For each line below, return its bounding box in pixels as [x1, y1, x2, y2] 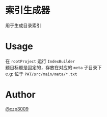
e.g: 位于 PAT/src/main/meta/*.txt [5, 71, 77, 77]
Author [5, 89, 36, 101]
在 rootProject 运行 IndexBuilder [5, 58, 75, 64]
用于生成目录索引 [5, 22, 41, 28]
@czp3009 [5, 105, 29, 112]
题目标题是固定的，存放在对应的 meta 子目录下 [5, 64, 102, 70]
